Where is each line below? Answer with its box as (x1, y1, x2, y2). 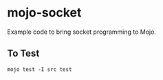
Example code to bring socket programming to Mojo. (7, 28, 157, 36)
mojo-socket (7, 5, 82, 21)
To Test (7, 48, 40, 59)
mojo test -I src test (7, 66, 72, 73)
